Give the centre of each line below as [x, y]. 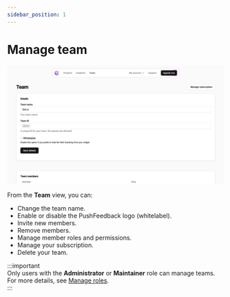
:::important [23, 266]
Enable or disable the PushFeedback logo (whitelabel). [94, 216]
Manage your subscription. [55, 245]
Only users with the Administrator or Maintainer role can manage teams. [111, 274]
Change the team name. [51, 209]
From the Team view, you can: [50, 195]
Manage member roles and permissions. [74, 238]
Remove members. [44, 231]
